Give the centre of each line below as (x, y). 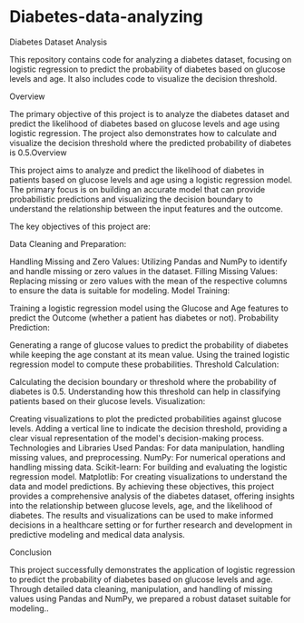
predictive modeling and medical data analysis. (98, 534)
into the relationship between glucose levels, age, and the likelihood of (141, 505)
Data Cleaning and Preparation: (68, 243)
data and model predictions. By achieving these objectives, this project (142, 486)
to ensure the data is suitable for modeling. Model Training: (120, 290)
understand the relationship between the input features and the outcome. (146, 208)
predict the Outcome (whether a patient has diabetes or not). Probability (144, 317)
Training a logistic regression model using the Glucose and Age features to (149, 308)
